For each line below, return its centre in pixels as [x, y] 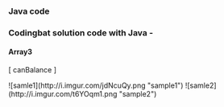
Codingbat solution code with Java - [81, 32]
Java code [29, 11]
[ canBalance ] [33, 70]
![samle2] [201, 85]
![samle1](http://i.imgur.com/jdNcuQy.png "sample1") [96, 85]
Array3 [21, 52]
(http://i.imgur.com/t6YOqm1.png [63, 94]
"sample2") [138, 94]
